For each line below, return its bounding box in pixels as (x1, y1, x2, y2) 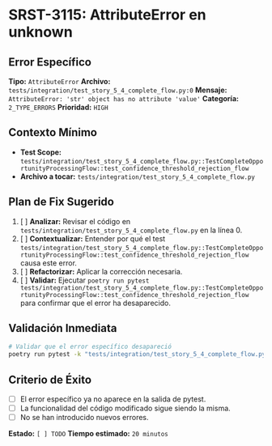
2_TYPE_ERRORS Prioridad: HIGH (8, 103, 108, 112)
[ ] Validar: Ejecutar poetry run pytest (19, 275, 150, 285)
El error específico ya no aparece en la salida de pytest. (19, 394, 206, 404)
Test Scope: (19, 147, 62, 157)
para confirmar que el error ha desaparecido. (19, 298, 172, 308)
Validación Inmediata (8, 321, 117, 335)
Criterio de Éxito (8, 372, 91, 386)
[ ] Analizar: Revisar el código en (19, 216, 131, 226)
